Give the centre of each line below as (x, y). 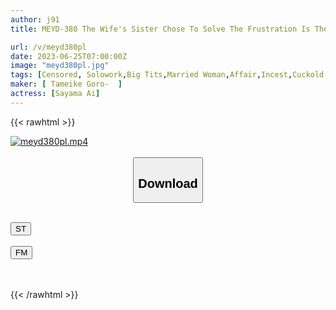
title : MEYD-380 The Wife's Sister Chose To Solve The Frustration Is (160, 29)
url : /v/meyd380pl (48, 47)
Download (168, 183)
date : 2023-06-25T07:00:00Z (69, 56)
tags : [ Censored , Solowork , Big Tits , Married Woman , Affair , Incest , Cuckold (167, 75)
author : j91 (35, 19)
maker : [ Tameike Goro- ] (66, 84)
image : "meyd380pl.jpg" (60, 66)
